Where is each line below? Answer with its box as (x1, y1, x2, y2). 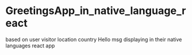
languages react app (5, 42, 55, 49)
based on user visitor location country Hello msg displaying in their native (5, 36, 182, 43)
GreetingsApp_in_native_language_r (5, 4, 186, 18)
